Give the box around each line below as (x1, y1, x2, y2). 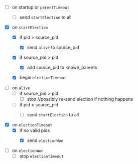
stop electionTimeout (19, 153, 64, 159)
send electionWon (27, 137, 64, 143)
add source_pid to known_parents (27, 65, 97, 71)
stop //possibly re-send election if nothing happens (27, 96, 133, 102)
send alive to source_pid (27, 45, 79, 51)
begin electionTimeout (19, 75, 66, 81)
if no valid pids (19, 127, 50, 133)
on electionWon (12, 147, 44, 153)
